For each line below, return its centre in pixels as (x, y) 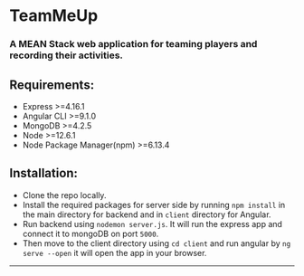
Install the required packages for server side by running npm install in (154, 205)
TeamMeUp (54, 16)
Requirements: (52, 85)
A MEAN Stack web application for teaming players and (133, 44)
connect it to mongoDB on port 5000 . (90, 233)
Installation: (44, 173)
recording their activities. (66, 55)
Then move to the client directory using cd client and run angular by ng (157, 243)
